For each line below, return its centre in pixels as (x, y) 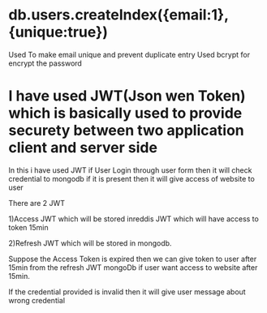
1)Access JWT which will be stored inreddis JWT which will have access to (134, 219)
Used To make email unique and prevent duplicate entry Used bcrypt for (129, 54)
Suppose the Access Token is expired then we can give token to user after (133, 259)
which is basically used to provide (125, 113)
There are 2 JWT (37, 203)
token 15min (28, 227)
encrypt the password (45, 63)
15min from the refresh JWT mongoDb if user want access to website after (133, 267)
